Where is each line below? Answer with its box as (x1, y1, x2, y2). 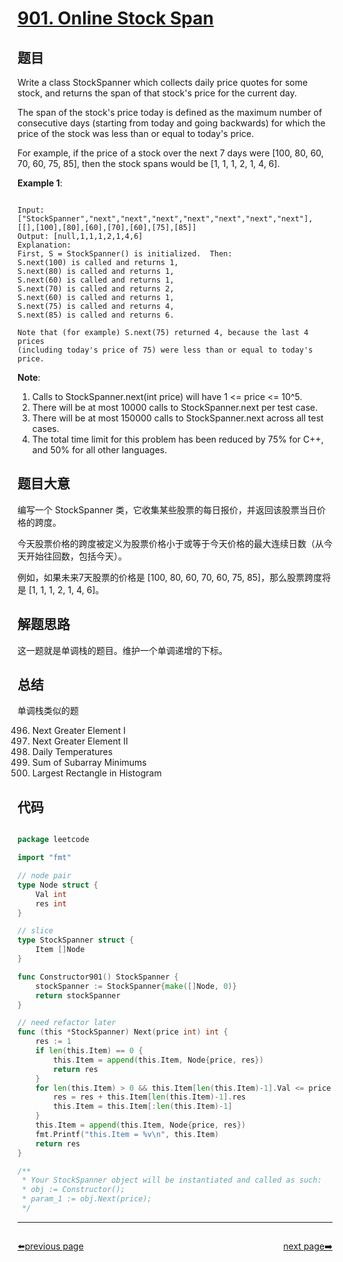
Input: (17, 205, 45, 215)
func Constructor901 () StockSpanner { (17, 972, 179, 982)
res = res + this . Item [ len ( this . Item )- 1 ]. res (53, 1092, 247, 1102)
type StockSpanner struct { (17, 935, 135, 946)
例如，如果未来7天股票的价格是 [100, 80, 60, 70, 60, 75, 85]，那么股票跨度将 (17, 571, 332, 583)
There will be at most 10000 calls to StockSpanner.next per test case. (31, 402, 319, 413)
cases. (31, 423, 60, 434)
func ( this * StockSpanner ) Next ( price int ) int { (17, 1027, 229, 1037)
